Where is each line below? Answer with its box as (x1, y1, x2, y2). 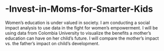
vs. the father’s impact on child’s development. (5, 40, 100, 46)
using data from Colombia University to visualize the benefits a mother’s (5, 30, 151, 36)
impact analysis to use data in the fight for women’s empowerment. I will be (5, 25, 158, 30)
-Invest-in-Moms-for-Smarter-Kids (5, 3, 153, 15)
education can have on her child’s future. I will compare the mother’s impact (5, 35, 159, 41)
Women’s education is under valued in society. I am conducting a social (5, 20, 150, 25)
